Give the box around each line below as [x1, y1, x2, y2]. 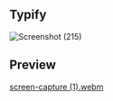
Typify [9, 7, 47, 23]
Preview [9, 58, 57, 73]
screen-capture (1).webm [9, 81, 104, 92]
